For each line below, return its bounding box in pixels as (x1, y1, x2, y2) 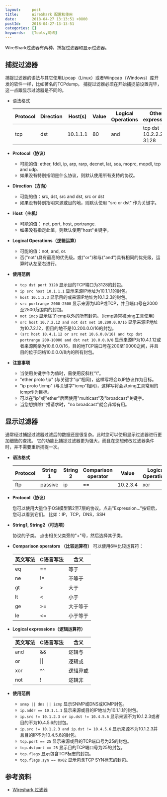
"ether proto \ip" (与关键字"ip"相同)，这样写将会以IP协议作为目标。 (19, 376, 157, 382)
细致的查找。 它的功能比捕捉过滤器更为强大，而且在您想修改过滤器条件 (9, 438, 155, 443)
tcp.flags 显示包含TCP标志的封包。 (19, 750, 93, 756)
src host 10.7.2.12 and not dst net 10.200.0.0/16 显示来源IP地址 (19, 319, 158, 325)
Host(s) (68, 113, 87, 120)
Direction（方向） (12, 182, 50, 189)
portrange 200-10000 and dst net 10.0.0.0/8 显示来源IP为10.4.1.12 (19, 337, 157, 343)
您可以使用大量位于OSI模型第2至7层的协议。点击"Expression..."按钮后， (12, 505, 160, 511)
